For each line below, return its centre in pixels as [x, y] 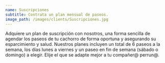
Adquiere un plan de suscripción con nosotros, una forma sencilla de [78, 34]
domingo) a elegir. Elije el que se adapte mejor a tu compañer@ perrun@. [82, 55]
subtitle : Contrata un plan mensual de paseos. [57, 15]
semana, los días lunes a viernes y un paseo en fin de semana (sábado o [82, 50]
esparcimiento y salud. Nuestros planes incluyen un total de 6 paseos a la [83, 44]
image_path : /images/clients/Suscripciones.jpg [57, 19]
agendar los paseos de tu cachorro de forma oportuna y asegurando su [81, 39]
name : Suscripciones [27, 10]
